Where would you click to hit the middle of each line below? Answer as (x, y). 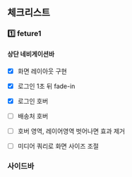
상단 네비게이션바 (31, 54)
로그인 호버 (33, 101)
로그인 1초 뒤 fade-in (46, 86)
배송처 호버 (33, 116)
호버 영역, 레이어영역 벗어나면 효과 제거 (71, 131)
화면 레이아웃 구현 (42, 71)
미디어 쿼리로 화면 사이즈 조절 (58, 146)
